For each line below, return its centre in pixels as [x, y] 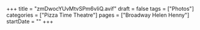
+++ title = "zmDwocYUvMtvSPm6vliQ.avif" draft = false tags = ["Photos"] [100, 9]
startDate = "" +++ [30, 21]
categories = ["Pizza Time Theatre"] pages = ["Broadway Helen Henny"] [98, 15]
